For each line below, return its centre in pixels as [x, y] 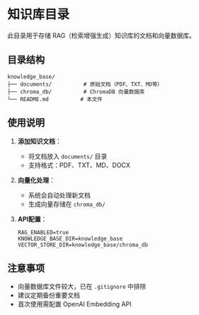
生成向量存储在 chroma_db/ [67, 204]
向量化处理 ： [36, 180]
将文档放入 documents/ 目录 [68, 156]
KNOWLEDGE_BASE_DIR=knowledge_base [70, 239]
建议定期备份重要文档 [49, 295]
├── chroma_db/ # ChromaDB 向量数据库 [76, 92]
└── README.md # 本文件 [55, 99]
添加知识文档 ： [39, 141]
